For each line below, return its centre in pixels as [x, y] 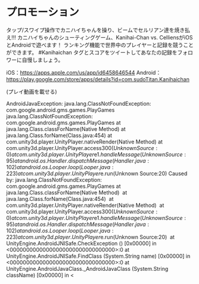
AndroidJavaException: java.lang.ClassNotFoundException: [79, 103]
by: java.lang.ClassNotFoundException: [54, 179]
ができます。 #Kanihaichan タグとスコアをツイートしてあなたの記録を [92, 52]
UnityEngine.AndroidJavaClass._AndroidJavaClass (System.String [87, 268]
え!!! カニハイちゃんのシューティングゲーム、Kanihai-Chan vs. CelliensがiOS [99, 37]
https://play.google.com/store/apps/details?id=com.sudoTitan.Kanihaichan [98, 79]
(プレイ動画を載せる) [32, 91]
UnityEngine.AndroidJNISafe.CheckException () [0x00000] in [81, 243]
